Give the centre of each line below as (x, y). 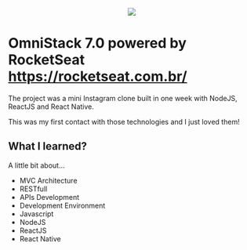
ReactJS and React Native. (51, 107)
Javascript (36, 214)
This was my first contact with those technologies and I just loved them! (124, 121)
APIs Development (49, 197)
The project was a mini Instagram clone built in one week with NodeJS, (123, 98)
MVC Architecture (48, 180)
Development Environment (62, 205)
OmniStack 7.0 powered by (97, 43)
